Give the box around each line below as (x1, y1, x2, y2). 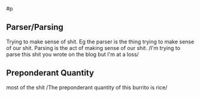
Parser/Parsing (6, 22, 64, 32)
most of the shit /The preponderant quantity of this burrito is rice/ (6, 83, 168, 91)
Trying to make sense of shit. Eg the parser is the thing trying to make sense (6, 38, 195, 45)
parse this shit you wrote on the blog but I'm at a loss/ (6, 51, 139, 58)
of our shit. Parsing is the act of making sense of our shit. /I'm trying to (6, 44, 181, 51)
